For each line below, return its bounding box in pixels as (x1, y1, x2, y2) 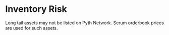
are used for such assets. (5, 25, 58, 31)
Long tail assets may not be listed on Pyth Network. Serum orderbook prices (5, 20, 164, 26)
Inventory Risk (5, 3, 67, 15)
